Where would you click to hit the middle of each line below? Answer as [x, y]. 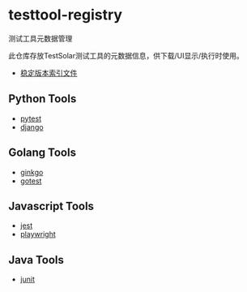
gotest [31, 181]
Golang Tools [43, 153]
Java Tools [36, 260]
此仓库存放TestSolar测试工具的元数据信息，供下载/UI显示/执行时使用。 [126, 55]
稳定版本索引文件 [49, 73]
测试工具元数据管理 [40, 38]
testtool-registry [66, 15]
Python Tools [43, 99]
